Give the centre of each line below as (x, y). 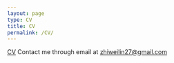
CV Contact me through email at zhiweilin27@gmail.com (87, 52)
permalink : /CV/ (30, 33)
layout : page (26, 13)
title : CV (21, 26)
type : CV (20, 20)
